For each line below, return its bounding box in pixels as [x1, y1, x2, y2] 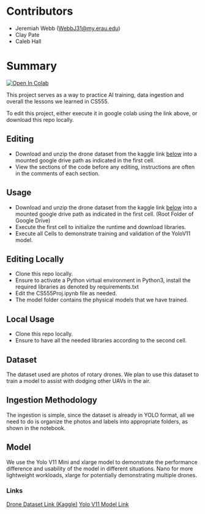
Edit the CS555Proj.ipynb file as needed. [15, 290, 117, 297]
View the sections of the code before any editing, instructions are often [15, 163, 195, 170]
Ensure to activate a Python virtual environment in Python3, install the [15, 277, 191, 284]
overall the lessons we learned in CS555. [6, 97, 109, 105]
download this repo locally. [6, 116, 75, 123]
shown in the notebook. [6, 424, 66, 431]
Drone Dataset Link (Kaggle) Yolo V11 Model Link [6, 501, 129, 508]
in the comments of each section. [15, 170, 100, 177]
